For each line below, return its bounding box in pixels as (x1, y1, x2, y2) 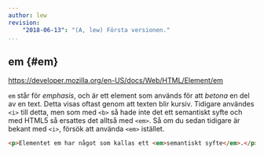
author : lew (8, 11, 47, 20)
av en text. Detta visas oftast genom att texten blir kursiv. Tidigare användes (8, 99, 255, 109)
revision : (8, 19, 41, 27)
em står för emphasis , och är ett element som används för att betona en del (8, 91, 250, 100)
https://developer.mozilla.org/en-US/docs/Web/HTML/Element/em (8, 76, 224, 85)
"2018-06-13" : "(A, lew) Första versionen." (22, 26, 170, 34)
